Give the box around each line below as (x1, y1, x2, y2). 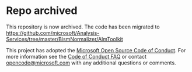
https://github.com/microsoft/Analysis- (6, 29, 100, 36)
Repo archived (6, 4, 78, 17)
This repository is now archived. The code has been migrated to (6, 23, 160, 30)
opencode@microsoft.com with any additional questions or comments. (6, 59, 176, 66)
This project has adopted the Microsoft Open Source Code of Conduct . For (6, 46, 186, 53)
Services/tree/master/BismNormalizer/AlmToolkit (6, 35, 124, 42)
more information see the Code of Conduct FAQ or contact (6, 53, 147, 60)
